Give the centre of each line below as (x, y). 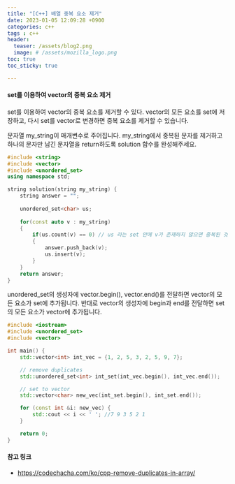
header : (19, 40)
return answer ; (42, 274)
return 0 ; (34, 434)
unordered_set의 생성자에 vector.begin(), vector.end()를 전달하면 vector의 (111, 295)
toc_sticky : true (33, 66)
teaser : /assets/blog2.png (53, 46)
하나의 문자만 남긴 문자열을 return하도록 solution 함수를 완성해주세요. (102, 144)
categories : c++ (31, 27)
